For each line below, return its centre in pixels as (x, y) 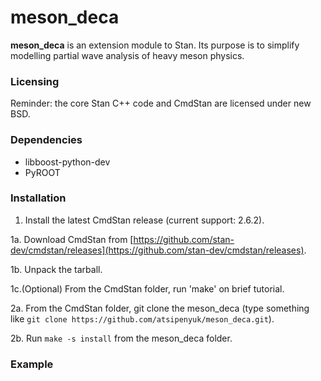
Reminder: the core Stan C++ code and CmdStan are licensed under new (161, 103)
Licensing (35, 81)
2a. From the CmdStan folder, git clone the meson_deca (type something (160, 308)
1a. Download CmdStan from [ (72, 239)
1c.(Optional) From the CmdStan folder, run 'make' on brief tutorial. (147, 288)
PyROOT (42, 172)
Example (32, 364)
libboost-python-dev (67, 162)
